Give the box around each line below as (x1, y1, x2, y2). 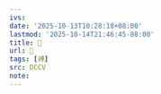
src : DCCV (9, 64, 47, 73)
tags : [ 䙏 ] (9, 55, 49, 64)
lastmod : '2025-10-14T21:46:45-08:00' (9, 30, 155, 38)
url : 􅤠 (9, 47, 34, 56)
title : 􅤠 (9, 38, 42, 47)
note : (9, 72, 30, 81)
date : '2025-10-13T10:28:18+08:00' (9, 21, 143, 30)
